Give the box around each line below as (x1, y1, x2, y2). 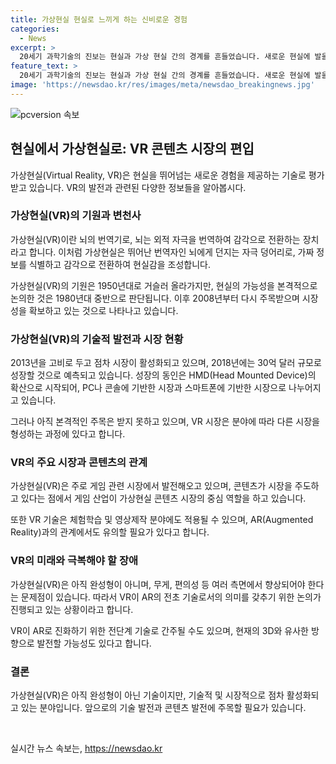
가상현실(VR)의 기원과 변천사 (10, 209, 142, 223)
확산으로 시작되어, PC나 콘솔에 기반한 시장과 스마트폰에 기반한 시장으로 (10, 382, 287, 394)
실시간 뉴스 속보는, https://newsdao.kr (10, 742, 163, 755)
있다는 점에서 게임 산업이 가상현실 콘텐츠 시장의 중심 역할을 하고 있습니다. (20, 492, 307, 505)
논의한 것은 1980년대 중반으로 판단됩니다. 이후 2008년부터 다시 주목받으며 (10, 292, 300, 304)
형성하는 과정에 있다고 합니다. (10, 428, 126, 440)
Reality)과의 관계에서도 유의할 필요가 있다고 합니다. (10, 526, 210, 538)
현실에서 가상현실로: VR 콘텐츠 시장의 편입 (10, 141, 255, 158)
